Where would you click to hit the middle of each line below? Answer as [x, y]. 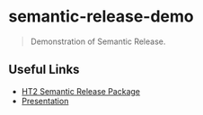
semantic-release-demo [101, 17]
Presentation [45, 101]
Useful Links [44, 70]
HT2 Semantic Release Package [81, 91]
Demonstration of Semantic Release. [98, 41]
